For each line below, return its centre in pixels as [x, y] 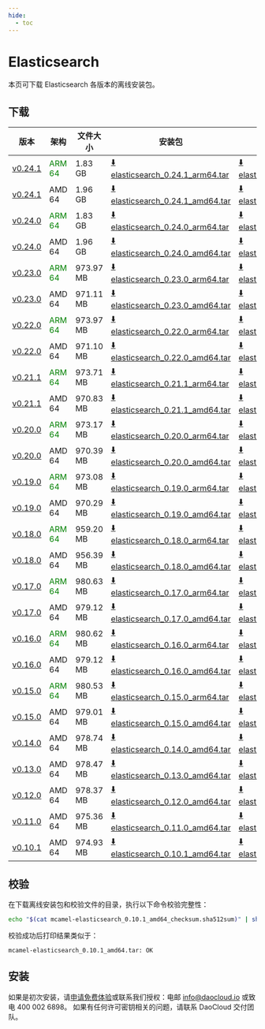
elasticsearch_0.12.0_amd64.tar [171, 802]
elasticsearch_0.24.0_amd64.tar [171, 253]
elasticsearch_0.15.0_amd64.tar [171, 724]
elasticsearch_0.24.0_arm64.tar [170, 227]
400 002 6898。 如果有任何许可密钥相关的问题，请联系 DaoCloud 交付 [132, 1007]
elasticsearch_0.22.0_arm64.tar [170, 332]
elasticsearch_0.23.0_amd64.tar [171, 306]
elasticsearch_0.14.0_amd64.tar [171, 750]
